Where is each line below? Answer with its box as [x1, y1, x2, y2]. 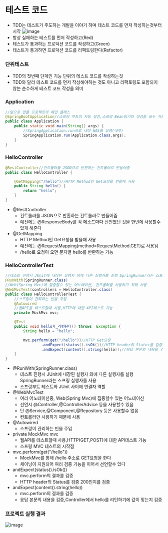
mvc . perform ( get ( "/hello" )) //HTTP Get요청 [23, 338, 111, 343]
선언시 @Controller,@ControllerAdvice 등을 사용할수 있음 [19, 402, 134, 408]
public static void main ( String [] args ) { [14, 123, 104, 129]
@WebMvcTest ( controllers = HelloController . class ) [5, 287, 113, 292]
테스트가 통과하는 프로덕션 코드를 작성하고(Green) [12, 40, 110, 46]
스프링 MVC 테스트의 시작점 [19, 443, 74, 450]
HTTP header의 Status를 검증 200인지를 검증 [19, 479, 110, 485]
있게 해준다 [19, 225, 41, 231]
